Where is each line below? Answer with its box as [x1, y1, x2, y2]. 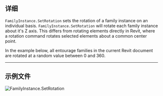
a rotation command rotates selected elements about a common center [5, 33, 147, 39]
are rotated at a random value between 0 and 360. [5, 53, 106, 58]
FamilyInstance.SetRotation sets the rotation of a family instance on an [5, 17, 148, 23]
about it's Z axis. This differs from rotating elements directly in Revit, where [5, 28, 155, 34]
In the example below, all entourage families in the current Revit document [5, 47, 153, 53]
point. [5, 38, 17, 44]
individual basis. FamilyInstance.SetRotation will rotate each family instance [5, 23, 158, 28]
